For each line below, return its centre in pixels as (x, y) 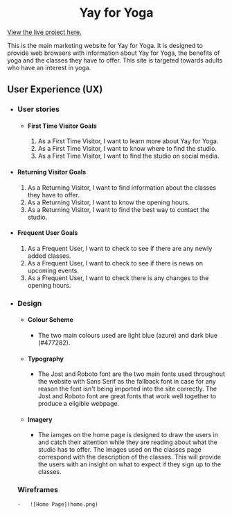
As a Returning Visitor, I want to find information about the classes (122, 187)
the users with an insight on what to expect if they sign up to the (130, 464)
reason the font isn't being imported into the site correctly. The (127, 389)
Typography (46, 359)
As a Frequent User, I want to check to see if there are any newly (120, 248)
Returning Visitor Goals (52, 172)
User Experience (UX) (55, 89)
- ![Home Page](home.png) (57, 504)
